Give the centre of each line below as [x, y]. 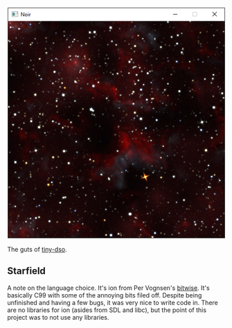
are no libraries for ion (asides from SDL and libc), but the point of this [107, 310]
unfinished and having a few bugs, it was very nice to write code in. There [113, 302]
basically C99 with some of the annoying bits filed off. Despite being [105, 295]
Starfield [27, 271]
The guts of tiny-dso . [37, 249]
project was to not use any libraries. [58, 317]
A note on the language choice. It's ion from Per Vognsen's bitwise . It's [108, 288]
